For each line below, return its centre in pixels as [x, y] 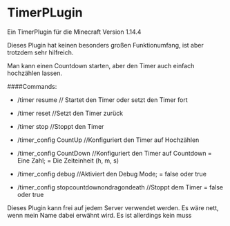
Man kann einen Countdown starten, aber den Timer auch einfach [101, 65]
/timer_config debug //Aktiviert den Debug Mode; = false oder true [112, 174]
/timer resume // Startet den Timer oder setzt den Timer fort [102, 100]
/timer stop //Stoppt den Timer [60, 126]
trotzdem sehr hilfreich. [40, 52]
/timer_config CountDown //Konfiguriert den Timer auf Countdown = [114, 153]
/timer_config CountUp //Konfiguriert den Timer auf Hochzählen [108, 140]
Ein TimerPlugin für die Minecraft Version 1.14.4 [74, 32]
